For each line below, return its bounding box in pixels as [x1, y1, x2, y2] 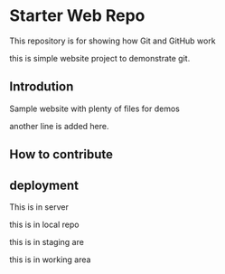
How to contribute [9, 146, 114, 163]
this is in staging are [9, 236, 84, 247]
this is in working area [9, 254, 91, 265]
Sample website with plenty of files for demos [9, 103, 181, 114]
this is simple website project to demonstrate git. [9, 52, 191, 63]
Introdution [9, 79, 74, 95]
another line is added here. [9, 120, 109, 131]
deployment [9, 177, 80, 193]
